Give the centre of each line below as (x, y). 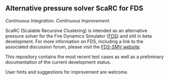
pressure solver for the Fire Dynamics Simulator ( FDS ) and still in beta (79, 36)
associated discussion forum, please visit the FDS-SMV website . (73, 47)
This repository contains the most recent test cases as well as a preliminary (85, 57)
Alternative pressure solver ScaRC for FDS (74, 8)
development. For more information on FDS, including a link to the (75, 41)
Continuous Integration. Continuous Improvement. (58, 20)
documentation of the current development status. (58, 62)
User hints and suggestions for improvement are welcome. (67, 72)
